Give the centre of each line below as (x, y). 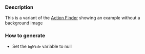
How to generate (25, 36)
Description (19, 7)
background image (24, 23)
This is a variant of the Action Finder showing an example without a (73, 18)
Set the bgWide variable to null (42, 46)
